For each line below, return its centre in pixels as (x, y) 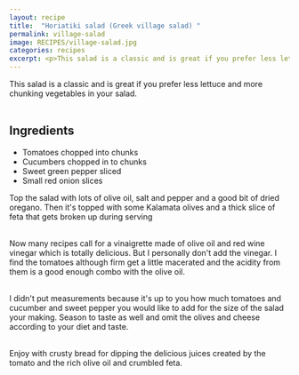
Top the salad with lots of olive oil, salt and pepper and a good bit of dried (145, 197)
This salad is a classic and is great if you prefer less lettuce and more (136, 84)
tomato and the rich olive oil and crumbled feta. (96, 363)
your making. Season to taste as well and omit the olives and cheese (135, 317)
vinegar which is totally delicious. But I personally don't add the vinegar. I (143, 252)
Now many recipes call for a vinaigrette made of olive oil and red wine (137, 243)
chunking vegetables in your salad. (73, 93)
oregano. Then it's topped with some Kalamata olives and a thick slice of (142, 207)
